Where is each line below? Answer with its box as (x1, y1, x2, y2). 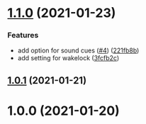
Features (7, 30, 39, 40)
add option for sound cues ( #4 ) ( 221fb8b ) (17, 46, 140, 55)
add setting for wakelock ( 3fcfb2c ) (17, 54, 120, 62)
